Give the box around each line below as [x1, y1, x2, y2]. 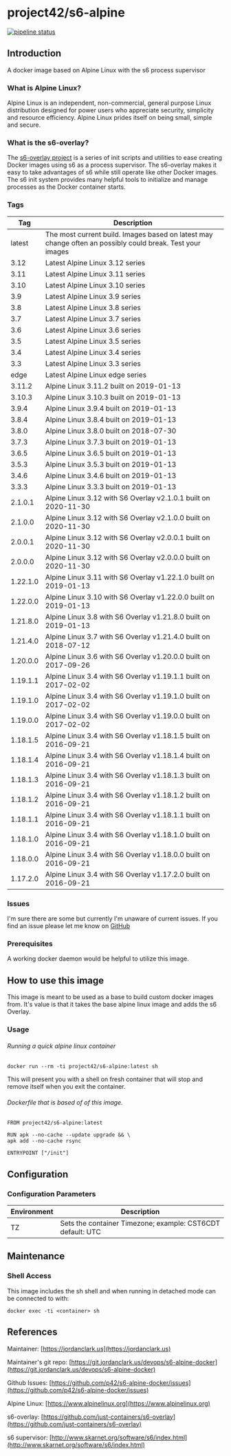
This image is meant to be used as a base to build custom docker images [7, 993, 214, 1001]
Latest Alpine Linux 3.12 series [45, 258, 146, 267]
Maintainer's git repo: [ [7, 1357, 72, 1366]
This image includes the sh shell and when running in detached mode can [7, 1286, 217, 1295]
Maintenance [7, 1251, 65, 1262]
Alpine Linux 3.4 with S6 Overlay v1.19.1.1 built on [45, 671, 210, 681]
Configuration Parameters [7, 1189, 96, 1198]
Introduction [7, 48, 62, 59]
